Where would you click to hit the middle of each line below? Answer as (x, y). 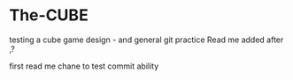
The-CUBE (49, 15)
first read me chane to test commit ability (84, 66)
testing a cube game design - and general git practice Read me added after (146, 40)
